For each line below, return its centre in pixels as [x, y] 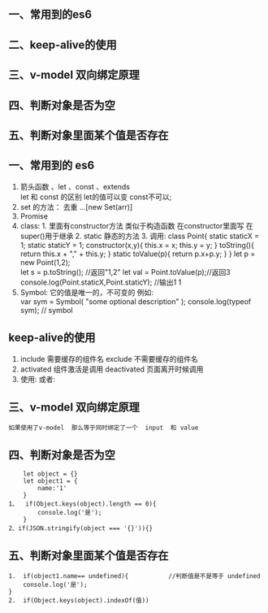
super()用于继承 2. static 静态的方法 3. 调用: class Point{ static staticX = [140, 236]
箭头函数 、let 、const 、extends [75, 186]
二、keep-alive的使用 [63, 44]
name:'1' [52, 489]
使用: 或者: [37, 379]
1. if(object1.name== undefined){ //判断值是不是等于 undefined [135, 576]
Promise [34, 216]
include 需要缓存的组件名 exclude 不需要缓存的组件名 [109, 359]
